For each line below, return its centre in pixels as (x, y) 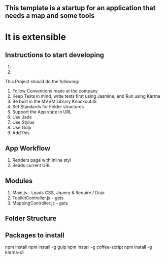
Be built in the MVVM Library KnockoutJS (54, 101)
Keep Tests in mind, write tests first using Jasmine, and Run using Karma (86, 96)
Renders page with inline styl (42, 160)
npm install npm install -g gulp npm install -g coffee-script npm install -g (79, 247)
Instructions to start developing (55, 55)
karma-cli (15, 252)
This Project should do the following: (42, 82)
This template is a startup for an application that (81, 8)
